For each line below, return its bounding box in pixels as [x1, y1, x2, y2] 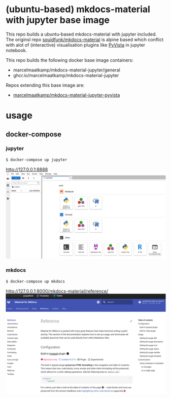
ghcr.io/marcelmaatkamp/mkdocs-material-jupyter [13, 72, 119, 78]
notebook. [6, 47, 27, 53]
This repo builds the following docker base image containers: [6, 57, 134, 63]
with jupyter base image [6, 14, 110, 26]
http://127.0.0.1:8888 [6, 166, 48, 172]
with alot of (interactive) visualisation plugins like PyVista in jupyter [6, 42, 146, 48]
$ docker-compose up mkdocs [6, 279, 65, 284]
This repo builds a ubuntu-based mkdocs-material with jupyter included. [6, 31, 157, 37]
